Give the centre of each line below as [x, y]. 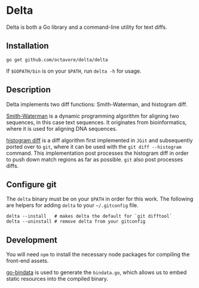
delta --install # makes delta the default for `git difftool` [89, 217]
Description [28, 90]
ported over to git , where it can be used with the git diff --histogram [94, 146]
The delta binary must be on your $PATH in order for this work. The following [100, 199]
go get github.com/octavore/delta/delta [57, 60]
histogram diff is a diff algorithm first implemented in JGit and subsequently [99, 140]
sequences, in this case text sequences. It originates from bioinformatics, [97, 122]
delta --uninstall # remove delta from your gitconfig [76, 222]
